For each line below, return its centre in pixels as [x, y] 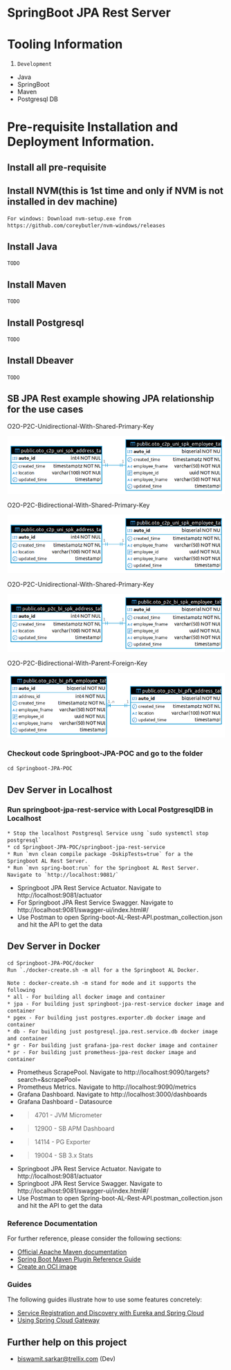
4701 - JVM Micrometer [68, 1115]
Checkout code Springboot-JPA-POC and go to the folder [105, 753]
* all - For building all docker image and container [86, 997]
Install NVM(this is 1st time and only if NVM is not [115, 191]
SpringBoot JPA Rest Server [89, 13]
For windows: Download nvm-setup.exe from [69, 219]
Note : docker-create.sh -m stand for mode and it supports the [102, 983]
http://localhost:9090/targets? [167, 1072]
